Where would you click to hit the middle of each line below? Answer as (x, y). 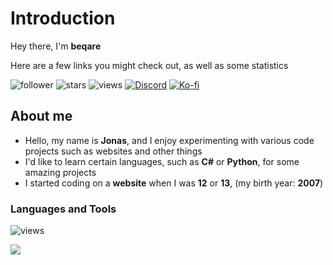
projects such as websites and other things (113, 151)
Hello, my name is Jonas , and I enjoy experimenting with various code (169, 140)
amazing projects (60, 172)
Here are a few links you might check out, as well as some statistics (149, 65)
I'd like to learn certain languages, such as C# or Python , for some (162, 161)
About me (41, 116)
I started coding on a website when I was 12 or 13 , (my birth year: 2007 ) (174, 183)
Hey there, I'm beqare (56, 46)
